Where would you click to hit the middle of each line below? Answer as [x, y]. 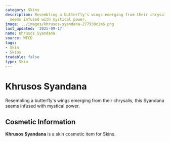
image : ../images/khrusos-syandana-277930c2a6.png [60, 24]
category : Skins [22, 10]
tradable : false [22, 57]
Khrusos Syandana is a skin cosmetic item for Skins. [60, 134]
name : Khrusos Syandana [30, 33]
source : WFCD [19, 38]
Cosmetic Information [40, 122]
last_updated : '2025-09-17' [35, 29]
